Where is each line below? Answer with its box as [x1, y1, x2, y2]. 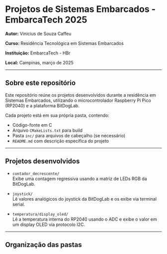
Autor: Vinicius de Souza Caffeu [5, 30, 72, 36]
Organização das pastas [5, 241, 82, 249]
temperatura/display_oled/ [12, 212, 69, 217]
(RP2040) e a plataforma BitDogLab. [5, 102, 80, 108]
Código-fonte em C [12, 122, 52, 128]
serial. [12, 201, 25, 207]
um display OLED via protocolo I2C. [12, 221, 85, 228]
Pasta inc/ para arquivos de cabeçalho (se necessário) [12, 132, 126, 138]
